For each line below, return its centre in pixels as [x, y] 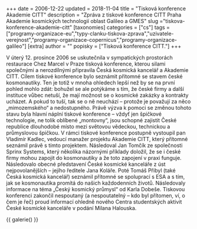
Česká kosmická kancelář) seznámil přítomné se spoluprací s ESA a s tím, [96, 177]
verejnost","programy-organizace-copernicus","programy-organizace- [92, 40]
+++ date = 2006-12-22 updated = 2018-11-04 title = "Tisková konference [96, 9]
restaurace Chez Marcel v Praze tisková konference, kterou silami [86, 64]
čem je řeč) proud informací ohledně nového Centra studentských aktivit [94, 202]
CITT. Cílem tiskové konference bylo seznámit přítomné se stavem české [94, 76]
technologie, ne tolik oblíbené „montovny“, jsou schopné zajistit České [91, 120]
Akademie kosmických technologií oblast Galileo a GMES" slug [82, 21]
